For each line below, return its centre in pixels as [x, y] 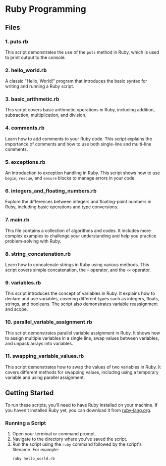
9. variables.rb [23, 282]
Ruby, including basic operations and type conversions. [62, 207]
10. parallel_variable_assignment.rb [49, 322]
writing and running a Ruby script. [40, 86]
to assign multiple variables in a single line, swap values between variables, [82, 338]
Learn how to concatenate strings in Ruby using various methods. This [77, 264]
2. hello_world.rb [26, 70]
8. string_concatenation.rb [38, 254]
